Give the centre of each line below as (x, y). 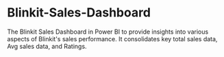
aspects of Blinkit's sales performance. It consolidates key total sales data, (112, 38)
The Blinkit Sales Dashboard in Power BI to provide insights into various (108, 32)
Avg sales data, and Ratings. (47, 46)
